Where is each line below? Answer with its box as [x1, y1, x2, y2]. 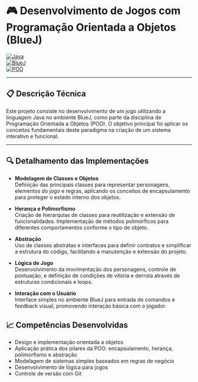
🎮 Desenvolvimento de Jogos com [6, 4, 181, 18]
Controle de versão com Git [14, 370, 82, 377]
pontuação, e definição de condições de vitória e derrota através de [14, 272, 180, 279]
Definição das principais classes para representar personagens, [14, 181, 170, 188]
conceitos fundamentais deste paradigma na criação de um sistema [6, 126, 171, 133]
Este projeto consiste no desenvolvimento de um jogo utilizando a [6, 107, 166, 115]
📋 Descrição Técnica [6, 89, 87, 99]
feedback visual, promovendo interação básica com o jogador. [14, 302, 167, 309]
